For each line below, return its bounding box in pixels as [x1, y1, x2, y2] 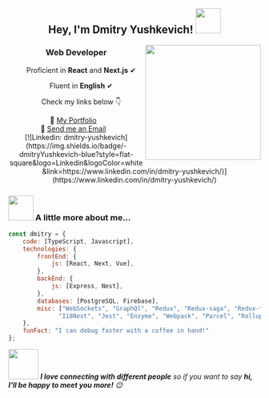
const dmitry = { [8, 230, 66, 238]
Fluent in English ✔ [49, 81, 114, 90]
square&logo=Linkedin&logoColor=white [9, 158, 143, 167]
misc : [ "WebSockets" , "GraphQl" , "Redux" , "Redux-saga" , [37, 304, 231, 312]
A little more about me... [34, 211, 131, 223]
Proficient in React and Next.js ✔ [26, 65, 136, 74]
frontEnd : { [37, 252, 78, 260]
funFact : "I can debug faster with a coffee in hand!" [22, 327, 210, 335]
